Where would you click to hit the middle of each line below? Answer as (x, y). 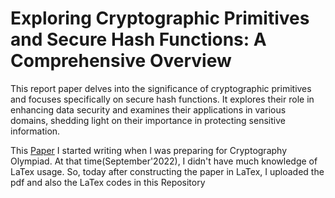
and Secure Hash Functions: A (138, 39)
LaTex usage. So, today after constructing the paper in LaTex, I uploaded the (167, 171)
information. (35, 131)
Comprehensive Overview (121, 61)
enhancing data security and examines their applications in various (148, 109)
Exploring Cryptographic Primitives (160, 18)
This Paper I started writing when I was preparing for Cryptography (149, 150)
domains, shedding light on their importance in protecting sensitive (148, 120)
